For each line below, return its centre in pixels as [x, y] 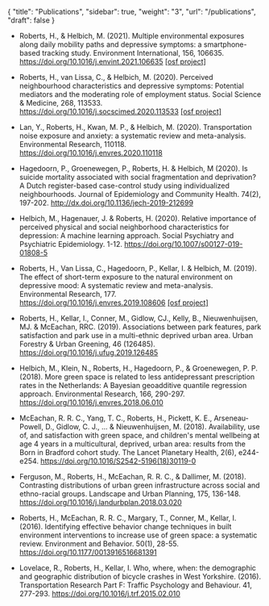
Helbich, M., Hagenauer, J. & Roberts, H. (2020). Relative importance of [138, 218]
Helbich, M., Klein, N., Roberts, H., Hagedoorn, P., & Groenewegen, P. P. [139, 368]
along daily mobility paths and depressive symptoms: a [110, 44]
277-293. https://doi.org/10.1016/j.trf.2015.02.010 [99, 593]
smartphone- [225, 44]
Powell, [31, 426]
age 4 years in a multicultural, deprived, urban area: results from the [132, 444]
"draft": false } [31, 20]
